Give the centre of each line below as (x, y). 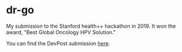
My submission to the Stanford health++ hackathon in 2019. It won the (91, 26)
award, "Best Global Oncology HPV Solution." (61, 32)
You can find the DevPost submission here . (58, 43)
